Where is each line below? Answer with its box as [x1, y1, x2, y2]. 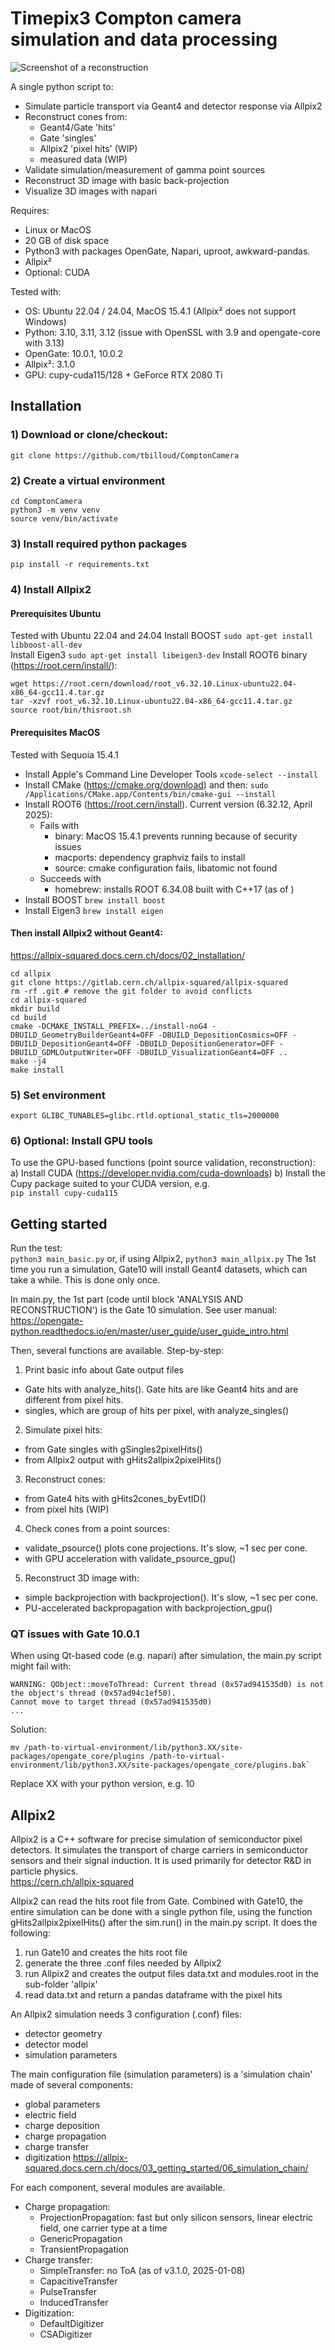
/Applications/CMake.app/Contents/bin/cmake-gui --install [24, 789, 277, 799]
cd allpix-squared [10, 995, 87, 1005]
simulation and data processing [10, 28, 278, 51]
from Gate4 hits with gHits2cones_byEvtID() [24, 1493, 207, 1505]
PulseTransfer [39, 2286, 97, 2298]
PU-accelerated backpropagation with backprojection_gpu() [24, 1602, 273, 1614]
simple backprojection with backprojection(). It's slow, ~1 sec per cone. [24, 1592, 319, 1604]
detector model [24, 2038, 88, 2051]
